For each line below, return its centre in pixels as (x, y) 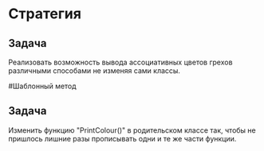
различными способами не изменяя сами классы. (95, 71)
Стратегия (45, 14)
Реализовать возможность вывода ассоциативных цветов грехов (120, 62)
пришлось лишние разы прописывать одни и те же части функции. (122, 138)
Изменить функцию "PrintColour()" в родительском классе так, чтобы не (132, 130)
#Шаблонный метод (43, 86)
